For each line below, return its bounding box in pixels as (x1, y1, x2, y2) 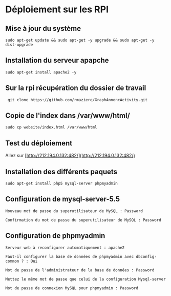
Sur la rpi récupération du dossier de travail (5, 84, 146, 92)
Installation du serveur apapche (5, 56, 109, 65)
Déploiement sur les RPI (5, 4, 109, 15)
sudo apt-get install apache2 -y (5, 69, 77, 75)
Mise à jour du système (5, 24, 81, 33)
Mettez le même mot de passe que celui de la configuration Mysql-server (5, 276, 166, 282)
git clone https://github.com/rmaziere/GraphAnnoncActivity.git (7, 97, 147, 102)
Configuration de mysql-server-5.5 (5, 195, 120, 203)
